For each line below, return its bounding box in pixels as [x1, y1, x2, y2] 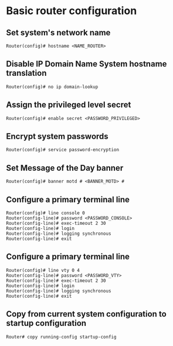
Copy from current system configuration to [6, 309, 167, 319]
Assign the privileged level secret [6, 100, 131, 110]
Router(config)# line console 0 [6, 210, 85, 216]
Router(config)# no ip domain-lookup [6, 84, 99, 89]
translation [6, 68, 47, 78]
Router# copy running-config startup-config [6, 334, 117, 340]
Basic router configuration [6, 4, 137, 18]
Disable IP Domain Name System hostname [6, 59, 167, 69]
